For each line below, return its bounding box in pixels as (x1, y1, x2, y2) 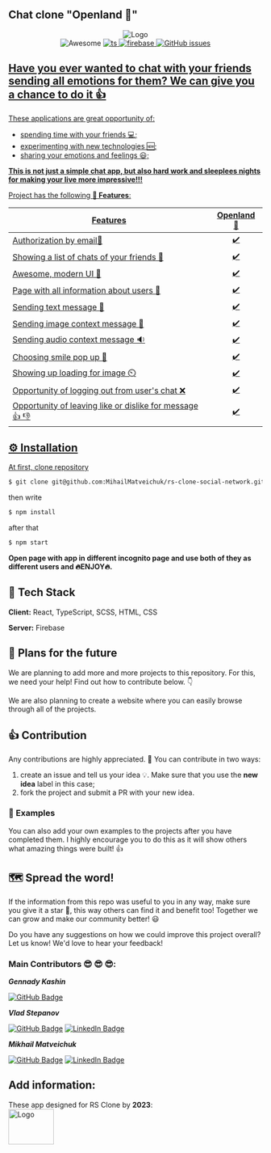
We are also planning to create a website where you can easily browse (8, 695, 243, 705)
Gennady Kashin (8, 976, 66, 986)
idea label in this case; (19, 779, 95, 788)
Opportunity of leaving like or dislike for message (12, 399, 199, 411)
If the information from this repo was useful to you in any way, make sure (8, 897, 251, 906)
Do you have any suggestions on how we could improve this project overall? (8, 929, 261, 939)
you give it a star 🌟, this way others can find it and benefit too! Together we (8, 905, 258, 914)
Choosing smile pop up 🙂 (12, 352, 107, 363)
